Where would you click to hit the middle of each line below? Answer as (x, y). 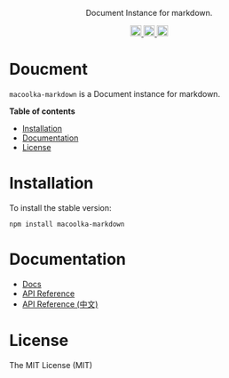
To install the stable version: (60, 207)
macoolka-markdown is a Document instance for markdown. (114, 93)
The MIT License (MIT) (51, 365)
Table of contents (42, 111)
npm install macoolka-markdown (67, 224)
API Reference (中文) (60, 304)
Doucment (49, 69)
